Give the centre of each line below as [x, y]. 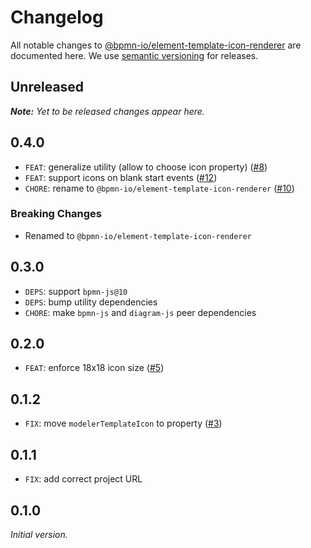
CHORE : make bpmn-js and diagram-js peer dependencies [140, 312]
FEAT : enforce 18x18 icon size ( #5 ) [94, 368]
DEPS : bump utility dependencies [91, 302]
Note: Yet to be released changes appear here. [107, 111]
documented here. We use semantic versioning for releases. [134, 55]
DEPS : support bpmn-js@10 [76, 291]
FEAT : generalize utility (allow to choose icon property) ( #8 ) [146, 167]
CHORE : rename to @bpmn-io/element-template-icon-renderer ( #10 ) [159, 188]
